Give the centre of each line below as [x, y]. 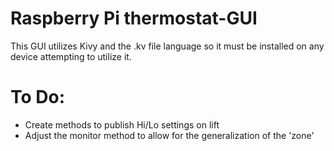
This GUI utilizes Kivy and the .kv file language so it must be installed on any [167, 46]
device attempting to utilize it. [71, 56]
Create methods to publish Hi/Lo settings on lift [122, 124]
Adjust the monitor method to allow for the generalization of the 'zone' [169, 135]
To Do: [38, 97]
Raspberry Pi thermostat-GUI [134, 18]
